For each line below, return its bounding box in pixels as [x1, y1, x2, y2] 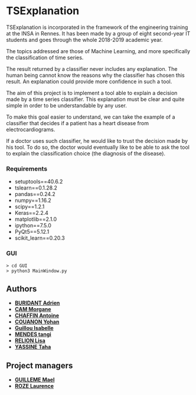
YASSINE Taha [14, 344, 51, 351]
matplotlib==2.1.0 [14, 216, 57, 223]
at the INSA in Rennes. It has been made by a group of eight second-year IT [6, 30, 191, 37]
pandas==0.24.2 [14, 191, 55, 198]
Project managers [6, 360, 73, 370]
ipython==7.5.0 [14, 222, 52, 229]
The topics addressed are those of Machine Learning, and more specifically [6, 47, 191, 54]
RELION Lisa [14, 337, 45, 344]
